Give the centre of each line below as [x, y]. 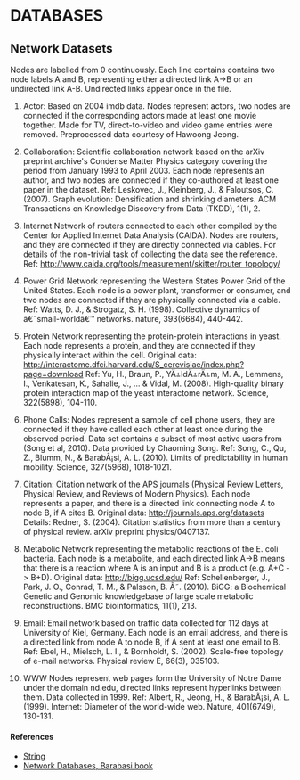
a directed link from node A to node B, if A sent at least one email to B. [152, 642]
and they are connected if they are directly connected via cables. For [150, 245]
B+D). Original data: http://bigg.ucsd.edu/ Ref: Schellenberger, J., [150, 577]
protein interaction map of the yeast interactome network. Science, [146, 393]
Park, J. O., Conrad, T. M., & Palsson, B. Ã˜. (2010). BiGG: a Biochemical [154, 587]
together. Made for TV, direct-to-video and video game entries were [147, 125]
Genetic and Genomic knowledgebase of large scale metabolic [138, 596]
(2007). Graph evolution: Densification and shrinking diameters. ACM [150, 199]
